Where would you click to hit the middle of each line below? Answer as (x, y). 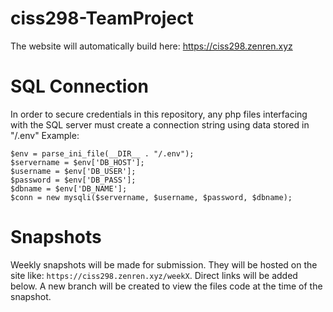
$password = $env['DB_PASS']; (73, 180)
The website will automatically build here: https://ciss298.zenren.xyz (151, 46)
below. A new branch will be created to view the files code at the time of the (166, 286)
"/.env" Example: (45, 135)
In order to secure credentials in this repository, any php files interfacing (159, 114)
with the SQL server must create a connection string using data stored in (160, 124)
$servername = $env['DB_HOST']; (77, 162)
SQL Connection (79, 86)
